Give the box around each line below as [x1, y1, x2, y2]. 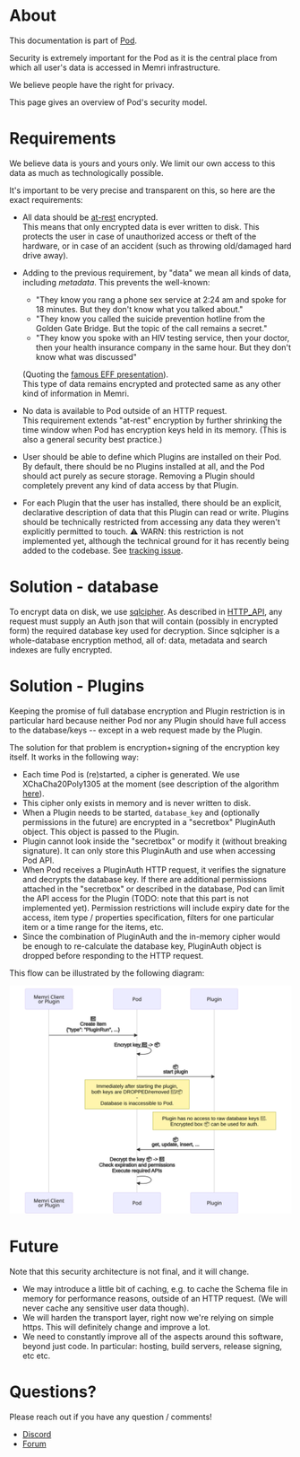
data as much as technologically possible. [9, 167, 164, 178]
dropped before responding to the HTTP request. [21, 950, 204, 961]
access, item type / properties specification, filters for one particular [21, 912, 275, 923]
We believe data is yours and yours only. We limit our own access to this [9, 158, 276, 169]
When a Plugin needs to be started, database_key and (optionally [21, 807, 260, 818]
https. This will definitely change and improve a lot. [21, 1321, 210, 1333]
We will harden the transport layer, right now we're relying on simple [21, 1312, 275, 1323]
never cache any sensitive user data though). [21, 1303, 190, 1313]
